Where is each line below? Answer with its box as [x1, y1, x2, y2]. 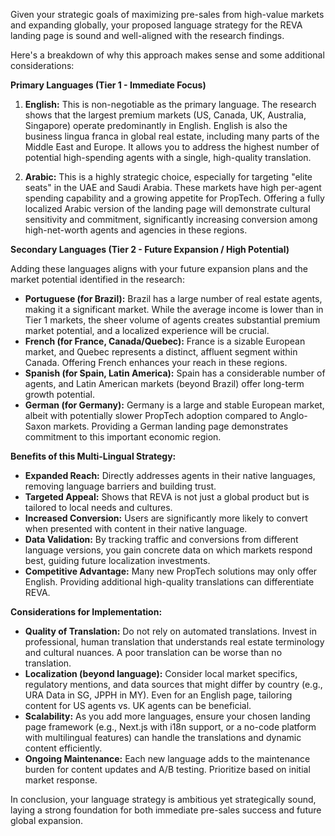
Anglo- [279, 410, 308, 421]
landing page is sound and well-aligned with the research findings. [10, 30, 285, 41]
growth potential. [24, 389, 95, 400]
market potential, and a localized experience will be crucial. [24, 325, 270, 336]
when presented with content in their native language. [24, 523, 248, 534]
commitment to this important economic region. [24, 431, 222, 443]
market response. [24, 774, 98, 786]
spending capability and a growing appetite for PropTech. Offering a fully [24, 192, 325, 204]
